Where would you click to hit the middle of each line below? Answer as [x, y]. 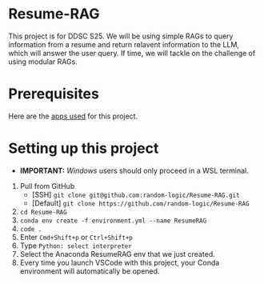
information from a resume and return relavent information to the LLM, [124, 44]
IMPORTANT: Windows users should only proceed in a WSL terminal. [134, 170]
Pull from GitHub [47, 186]
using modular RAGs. [43, 62]
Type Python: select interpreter [76, 246]
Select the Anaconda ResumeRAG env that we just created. [117, 254]
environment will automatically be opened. [90, 271]
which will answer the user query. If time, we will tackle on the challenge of [132, 53]
